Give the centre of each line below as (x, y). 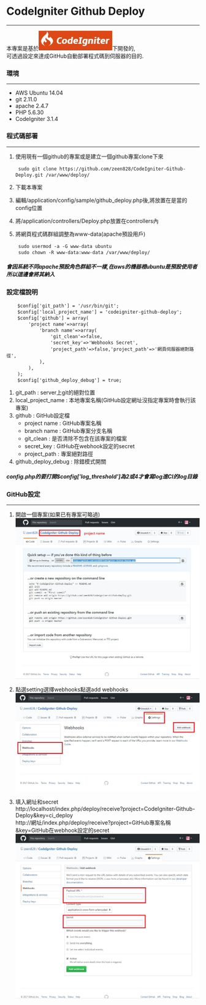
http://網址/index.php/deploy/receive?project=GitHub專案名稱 (93, 823)
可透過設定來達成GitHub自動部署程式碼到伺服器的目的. (75, 56)
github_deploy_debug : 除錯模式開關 (60, 461)
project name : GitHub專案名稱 (63, 423)
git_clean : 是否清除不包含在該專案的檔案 (76, 438)
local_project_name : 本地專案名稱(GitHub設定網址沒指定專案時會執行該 (105, 400)
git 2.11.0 (26, 99)
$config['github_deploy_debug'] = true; (70, 380)
